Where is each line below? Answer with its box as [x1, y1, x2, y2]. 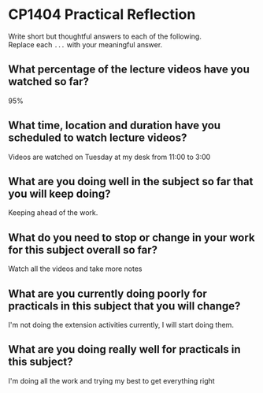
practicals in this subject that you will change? [8, 299, 241, 313]
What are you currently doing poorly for [8, 287, 207, 300]
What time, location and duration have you [8, 119, 221, 132]
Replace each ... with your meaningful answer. [8, 39, 163, 49]
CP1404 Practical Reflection [8, 6, 196, 24]
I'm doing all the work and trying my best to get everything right [8, 376, 215, 385]
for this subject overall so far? [8, 243, 157, 257]
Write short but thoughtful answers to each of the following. [8, 32, 202, 41]
